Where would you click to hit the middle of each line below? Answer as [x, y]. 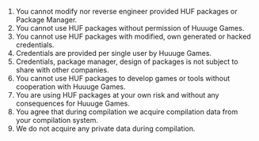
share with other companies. [62, 70]
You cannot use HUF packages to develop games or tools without [123, 78]
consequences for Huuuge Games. [73, 103]
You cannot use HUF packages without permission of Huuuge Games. [130, 28]
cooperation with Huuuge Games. [70, 87]
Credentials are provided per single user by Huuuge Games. [114, 53]
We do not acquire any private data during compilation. [105, 128]
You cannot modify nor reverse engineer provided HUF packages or [126, 11]
